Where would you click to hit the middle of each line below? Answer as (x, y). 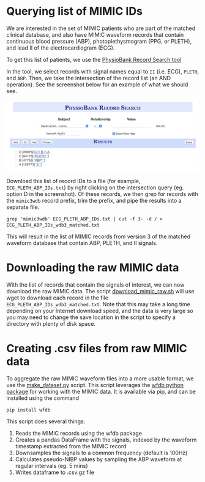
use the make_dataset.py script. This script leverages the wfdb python (95, 385)
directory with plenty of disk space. (51, 324)
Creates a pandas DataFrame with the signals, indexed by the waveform (106, 440)
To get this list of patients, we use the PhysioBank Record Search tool (94, 59)
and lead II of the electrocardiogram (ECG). (61, 48)
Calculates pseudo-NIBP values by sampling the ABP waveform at (99, 459)
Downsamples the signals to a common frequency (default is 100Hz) (101, 453)
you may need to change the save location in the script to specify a (91, 317)
